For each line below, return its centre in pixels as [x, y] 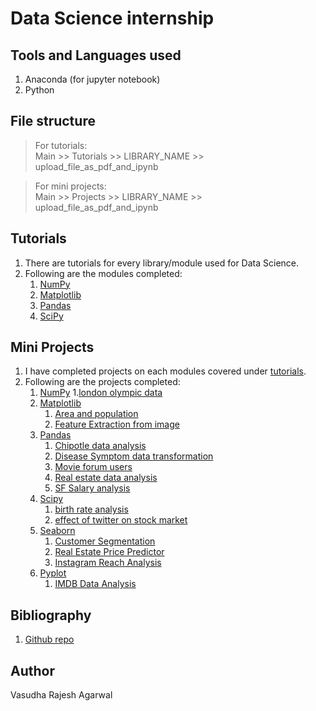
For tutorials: [61, 145]
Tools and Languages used [96, 55]
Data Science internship [112, 18]
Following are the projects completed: [102, 382]
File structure [53, 121]
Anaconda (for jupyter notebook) [92, 79]
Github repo [49, 639]
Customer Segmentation [105, 541]
